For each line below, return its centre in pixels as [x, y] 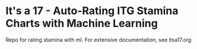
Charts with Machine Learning [82, 23]
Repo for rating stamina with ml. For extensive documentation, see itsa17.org [99, 40]
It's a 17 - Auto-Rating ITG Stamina [92, 11]
